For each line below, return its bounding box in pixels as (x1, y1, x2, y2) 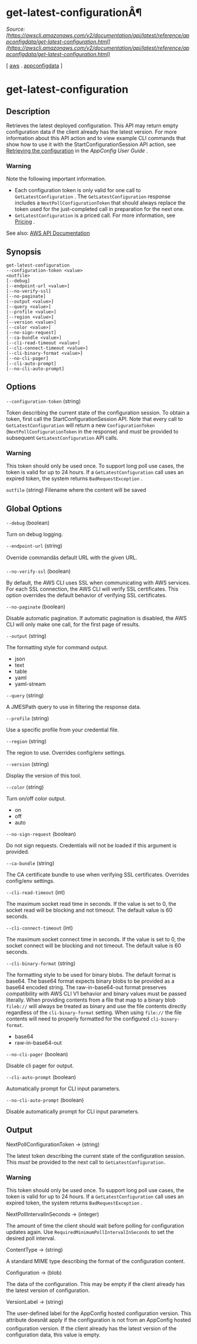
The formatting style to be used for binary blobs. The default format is (6, 971, 176, 978)
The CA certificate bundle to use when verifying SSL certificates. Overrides (6, 871, 190, 878)
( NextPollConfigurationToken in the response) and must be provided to (6, 428, 179, 435)
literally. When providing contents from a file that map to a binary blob (6, 996, 176, 1003)
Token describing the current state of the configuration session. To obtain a (6, 409, 190, 416)
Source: (6, 25, 25, 33)
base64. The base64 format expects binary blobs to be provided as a (6, 977, 175, 984)
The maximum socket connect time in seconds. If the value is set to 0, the (6, 935, 186, 943)
